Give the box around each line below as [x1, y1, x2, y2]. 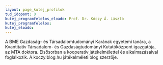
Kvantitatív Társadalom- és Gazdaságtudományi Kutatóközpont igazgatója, [5, 44, 156, 50]
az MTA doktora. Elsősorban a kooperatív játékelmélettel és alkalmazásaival [5, 49, 158, 55]
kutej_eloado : [5, 25, 34, 30]
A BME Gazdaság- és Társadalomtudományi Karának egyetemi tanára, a [5, 39, 151, 44]
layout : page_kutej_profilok [5, 7, 65, 12]
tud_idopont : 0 [5, 12, 36, 17]
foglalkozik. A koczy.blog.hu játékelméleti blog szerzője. [5, 54, 118, 60]
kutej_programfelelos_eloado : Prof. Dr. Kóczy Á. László [5, 16, 124, 21]
